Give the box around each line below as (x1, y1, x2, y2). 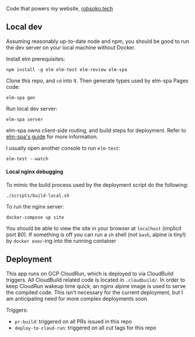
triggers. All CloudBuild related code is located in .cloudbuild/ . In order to (6, 276, 186, 283)
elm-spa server (6, 116, 43, 123)
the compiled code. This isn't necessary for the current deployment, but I (6, 289, 183, 296)
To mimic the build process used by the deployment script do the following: (6, 181, 189, 189)
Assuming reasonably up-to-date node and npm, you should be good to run (6, 38, 190, 45)
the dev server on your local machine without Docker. (6, 44, 136, 51)
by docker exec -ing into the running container (6, 237, 116, 245)
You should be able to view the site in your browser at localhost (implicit (6, 225, 182, 232)
